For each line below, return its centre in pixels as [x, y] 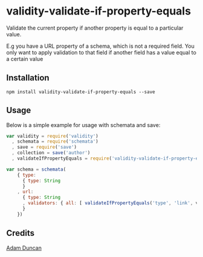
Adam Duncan [24, 248]
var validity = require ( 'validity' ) [52, 136]
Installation [28, 78]
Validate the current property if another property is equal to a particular [95, 28]
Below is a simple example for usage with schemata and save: [83, 125]
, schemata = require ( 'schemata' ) [55, 142]
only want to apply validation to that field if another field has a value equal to [101, 52]
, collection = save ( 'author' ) [51, 153]
